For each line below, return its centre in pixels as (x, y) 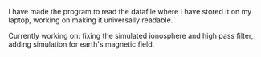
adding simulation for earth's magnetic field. (82, 44)
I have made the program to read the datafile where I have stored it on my (130, 12)
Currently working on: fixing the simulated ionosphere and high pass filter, (131, 36)
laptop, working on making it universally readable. (91, 20)
